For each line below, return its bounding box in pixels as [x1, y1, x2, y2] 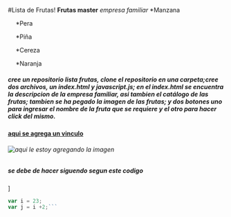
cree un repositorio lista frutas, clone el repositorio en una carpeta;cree [8, 75, 219, 84]
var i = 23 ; [8, 197, 42, 205]
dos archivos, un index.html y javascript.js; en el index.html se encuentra [8, 82, 224, 91]
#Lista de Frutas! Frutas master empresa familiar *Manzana [8, 6, 181, 14]
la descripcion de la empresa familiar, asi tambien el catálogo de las [8, 90, 209, 98]
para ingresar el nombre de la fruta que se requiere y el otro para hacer [8, 104, 217, 113]
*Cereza [15, 46, 40, 54]
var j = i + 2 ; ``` [8, 204, 58, 211]
